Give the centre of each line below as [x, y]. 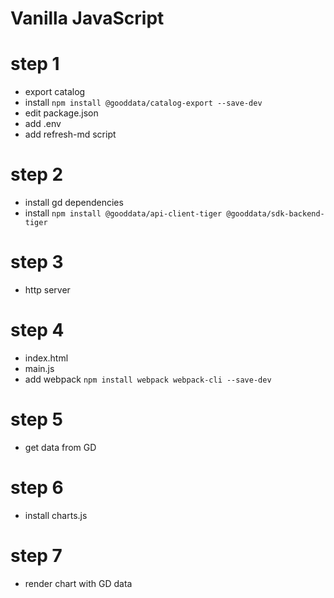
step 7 [36, 556]
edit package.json [61, 113]
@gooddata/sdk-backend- [275, 214]
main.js [39, 368]
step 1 [35, 64]
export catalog [55, 92]
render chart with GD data [78, 583]
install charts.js [56, 515]
